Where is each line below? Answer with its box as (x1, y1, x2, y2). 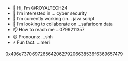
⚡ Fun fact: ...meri (12, 39, 50, 45)
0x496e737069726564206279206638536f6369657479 (5, 51, 123, 57)
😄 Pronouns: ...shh (12, 34, 53, 40)
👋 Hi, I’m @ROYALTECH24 (12, 5, 68, 11)
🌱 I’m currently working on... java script (12, 16, 95, 21)
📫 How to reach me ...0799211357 (12, 27, 85, 32)
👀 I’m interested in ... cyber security (12, 10, 87, 16)
